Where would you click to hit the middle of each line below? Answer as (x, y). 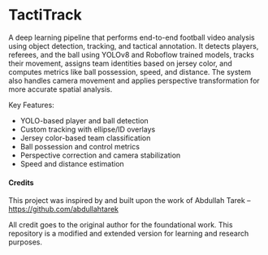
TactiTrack (45, 15)
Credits (21, 182)
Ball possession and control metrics (80, 146)
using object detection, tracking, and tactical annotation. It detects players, (134, 45)
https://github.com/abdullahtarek (64, 210)
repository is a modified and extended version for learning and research (129, 234)
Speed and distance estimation (72, 163)
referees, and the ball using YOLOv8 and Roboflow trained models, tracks (131, 54)
